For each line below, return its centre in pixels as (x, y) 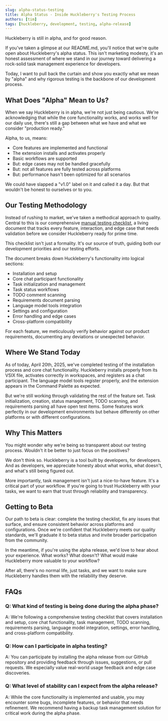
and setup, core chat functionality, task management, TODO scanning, (78, 622)
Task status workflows (36, 289)
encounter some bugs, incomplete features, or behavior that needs (74, 702)
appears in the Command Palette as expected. (53, 386)
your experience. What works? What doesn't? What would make (71, 556)
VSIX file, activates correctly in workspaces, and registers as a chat (75, 375)
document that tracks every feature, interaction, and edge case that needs (82, 228)
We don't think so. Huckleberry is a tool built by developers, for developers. (83, 460)
